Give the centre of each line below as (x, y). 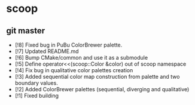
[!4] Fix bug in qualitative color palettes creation (74, 70)
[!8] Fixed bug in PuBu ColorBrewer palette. (68, 45)
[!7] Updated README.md (47, 51)
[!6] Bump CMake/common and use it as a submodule (81, 58)
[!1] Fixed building (36, 95)
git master (26, 31)
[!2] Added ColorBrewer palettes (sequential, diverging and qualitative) (102, 89)
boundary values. (36, 83)
